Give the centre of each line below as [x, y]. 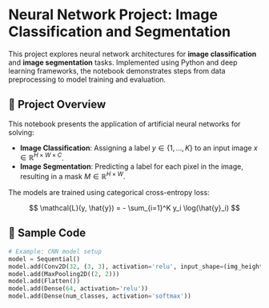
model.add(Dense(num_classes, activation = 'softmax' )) [100, 296]
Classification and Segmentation [119, 32]
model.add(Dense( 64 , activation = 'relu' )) [78, 289]
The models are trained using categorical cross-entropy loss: [109, 193]
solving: [21, 132]
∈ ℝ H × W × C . [42, 157]
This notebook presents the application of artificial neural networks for [124, 124]
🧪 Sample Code [47, 233]
